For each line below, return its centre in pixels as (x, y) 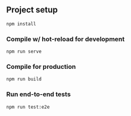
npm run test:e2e (28, 107)
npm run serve (24, 52)
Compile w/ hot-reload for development (65, 39)
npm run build (24, 79)
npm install (21, 24)
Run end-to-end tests (39, 94)
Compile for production (41, 67)
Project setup (32, 10)
